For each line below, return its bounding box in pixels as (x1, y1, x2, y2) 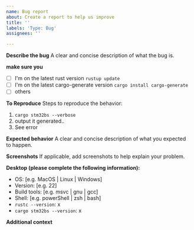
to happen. (6, 142, 32, 149)
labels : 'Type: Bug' (6, 25, 57, 31)
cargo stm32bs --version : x (14, 207, 82, 214)
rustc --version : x (14, 201, 61, 208)
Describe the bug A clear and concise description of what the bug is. (6, 52, 175, 59)
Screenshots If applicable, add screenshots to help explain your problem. (6, 153, 185, 160)
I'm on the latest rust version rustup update (14, 75, 120, 82)
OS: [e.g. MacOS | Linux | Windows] (14, 176, 103, 183)
